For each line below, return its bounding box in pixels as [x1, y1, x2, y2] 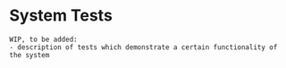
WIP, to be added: [9, 35, 78, 44]
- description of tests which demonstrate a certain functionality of [9, 42, 278, 52]
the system [9, 50, 50, 59]
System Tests [9, 5, 114, 26]
